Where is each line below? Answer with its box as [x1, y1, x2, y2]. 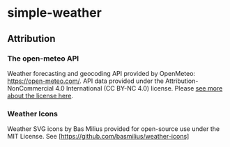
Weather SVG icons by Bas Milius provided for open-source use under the [7, 125, 220, 133]
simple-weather [7, 5, 102, 21]
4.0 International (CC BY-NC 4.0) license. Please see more [55, 84, 223, 92]
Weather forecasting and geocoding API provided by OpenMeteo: [7, 69, 196, 77]
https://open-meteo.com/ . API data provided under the [7, 77, 164, 85]
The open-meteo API [7, 54, 79, 63]
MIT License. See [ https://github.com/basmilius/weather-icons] [7, 132, 190, 141]
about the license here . [7, 91, 73, 100]
